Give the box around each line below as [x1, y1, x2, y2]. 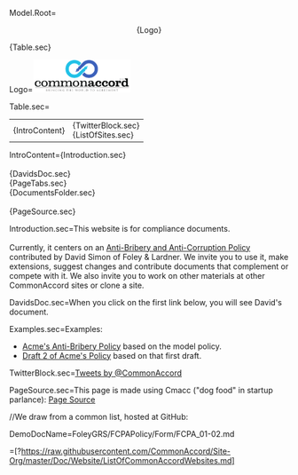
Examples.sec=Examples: [9, 323, 104, 334]
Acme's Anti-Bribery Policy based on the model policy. [21, 341, 222, 352]
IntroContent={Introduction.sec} [9, 149, 127, 160]
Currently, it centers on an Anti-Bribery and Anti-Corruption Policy [9, 241, 251, 252]
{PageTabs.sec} [9, 178, 67, 188]
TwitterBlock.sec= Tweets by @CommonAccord [9, 368, 183, 378]
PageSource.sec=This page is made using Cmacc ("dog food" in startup [9, 384, 273, 395]
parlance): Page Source [9, 394, 96, 405]
